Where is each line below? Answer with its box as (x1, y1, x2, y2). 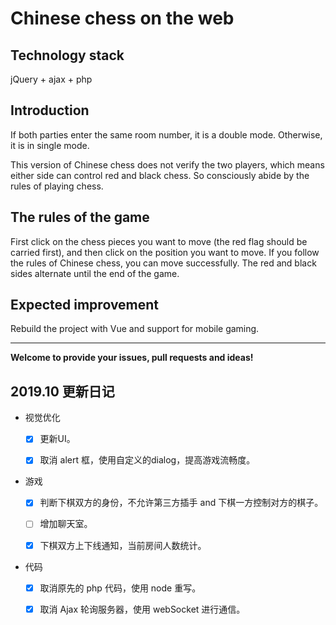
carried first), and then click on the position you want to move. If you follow (10, 246, 320, 258)
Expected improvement (10, 297, 160, 314)
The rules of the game (10, 209, 150, 226)
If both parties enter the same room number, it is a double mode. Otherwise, (10, 128, 323, 141)
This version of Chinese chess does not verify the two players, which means (10, 158, 325, 171)
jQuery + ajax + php (10, 73, 93, 85)
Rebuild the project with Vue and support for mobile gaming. (10, 323, 260, 335)
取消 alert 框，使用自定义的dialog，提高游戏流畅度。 (39, 454, 256, 466)
